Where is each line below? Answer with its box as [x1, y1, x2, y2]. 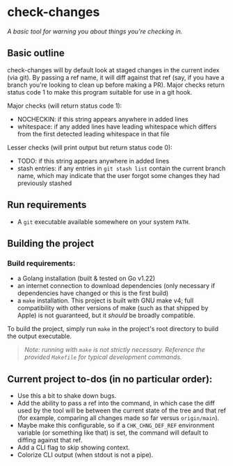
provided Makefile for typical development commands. [24, 353, 182, 362]
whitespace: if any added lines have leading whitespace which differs [17, 122, 217, 131]
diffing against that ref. [17, 436, 83, 444]
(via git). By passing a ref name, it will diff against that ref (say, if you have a [7, 73, 225, 81]
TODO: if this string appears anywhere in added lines [17, 156, 170, 165]
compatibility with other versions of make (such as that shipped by [17, 304, 209, 312]
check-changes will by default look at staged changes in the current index [7, 65, 220, 74]
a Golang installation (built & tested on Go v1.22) [17, 274, 155, 282]
